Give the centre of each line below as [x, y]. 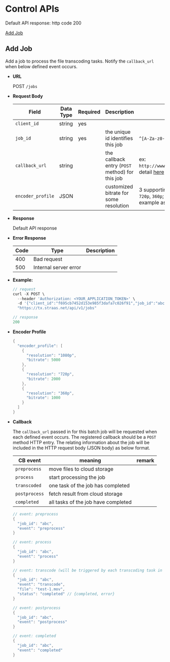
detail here [152, 172]
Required [89, 111]
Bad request [48, 259]
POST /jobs [25, 86]
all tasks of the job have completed [90, 502]
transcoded [28, 485]
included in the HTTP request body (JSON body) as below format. [81, 448]
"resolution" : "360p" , [50, 393]
